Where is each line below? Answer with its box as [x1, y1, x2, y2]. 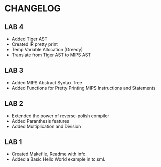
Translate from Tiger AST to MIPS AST [11, 52, 91, 58]
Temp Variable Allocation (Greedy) [11, 47, 83, 52]
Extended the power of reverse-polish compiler [11, 113, 109, 119]
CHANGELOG [4, 3, 61, 14]
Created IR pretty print [11, 41, 58, 47]
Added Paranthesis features [11, 118, 69, 124]
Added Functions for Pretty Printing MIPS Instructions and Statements [11, 85, 156, 91]
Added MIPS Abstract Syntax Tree [11, 79, 83, 85]
